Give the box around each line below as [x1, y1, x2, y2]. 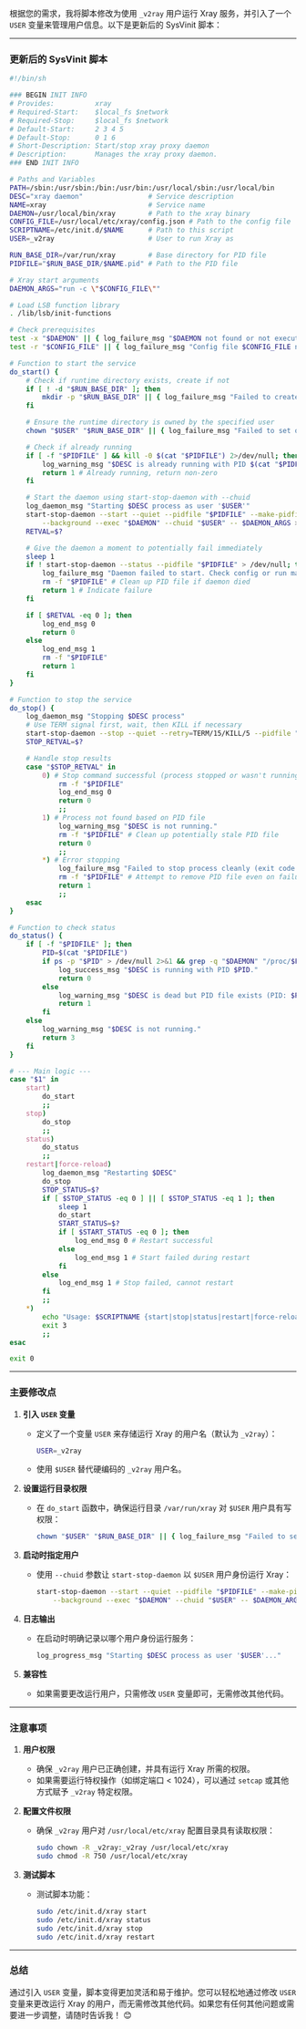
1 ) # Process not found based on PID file [42, 813, 206, 823]
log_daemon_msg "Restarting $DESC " [42, 1168, 178, 1178]
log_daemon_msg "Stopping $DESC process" [25, 712, 185, 721]
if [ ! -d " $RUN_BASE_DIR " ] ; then [25, 384, 161, 394]
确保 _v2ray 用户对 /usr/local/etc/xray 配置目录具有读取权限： [36, 1825, 276, 1836]
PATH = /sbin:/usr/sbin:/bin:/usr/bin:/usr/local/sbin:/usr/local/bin [9, 183, 275, 192]
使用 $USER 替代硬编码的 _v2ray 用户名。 [36, 1464, 187, 1475]
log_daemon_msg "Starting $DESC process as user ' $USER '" [25, 502, 250, 511]
